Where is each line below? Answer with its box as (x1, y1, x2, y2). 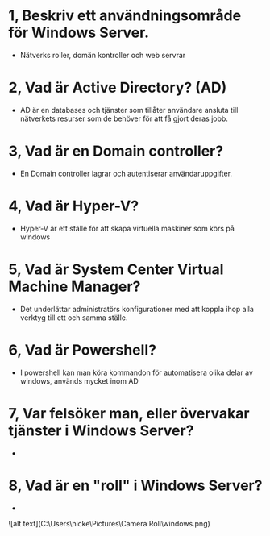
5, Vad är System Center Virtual (8, 260, 224, 278)
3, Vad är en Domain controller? (8, 142, 224, 160)
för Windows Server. (8, 23, 150, 42)
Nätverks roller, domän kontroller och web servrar (19, 50, 186, 60)
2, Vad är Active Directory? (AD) (8, 79, 227, 97)
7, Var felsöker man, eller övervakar (8, 404, 250, 422)
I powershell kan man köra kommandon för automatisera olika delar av (19, 368, 254, 377)
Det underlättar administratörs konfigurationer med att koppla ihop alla (19, 304, 254, 314)
